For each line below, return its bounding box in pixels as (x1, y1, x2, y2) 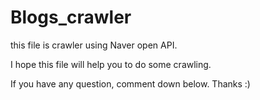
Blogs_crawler (10, 6, 132, 29)
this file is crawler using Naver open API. (10, 39, 178, 51)
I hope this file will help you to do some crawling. (10, 58, 212, 70)
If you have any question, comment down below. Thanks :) (10, 77, 251, 90)
